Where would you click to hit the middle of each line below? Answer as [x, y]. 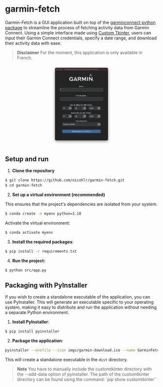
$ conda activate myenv [29, 233]
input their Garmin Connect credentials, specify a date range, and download [81, 38]
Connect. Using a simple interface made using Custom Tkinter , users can [78, 33]
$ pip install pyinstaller [32, 332]
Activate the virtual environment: [38, 223]
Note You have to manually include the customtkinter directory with [84, 369]
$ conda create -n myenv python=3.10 [43, 214]
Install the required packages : [43, 241]
